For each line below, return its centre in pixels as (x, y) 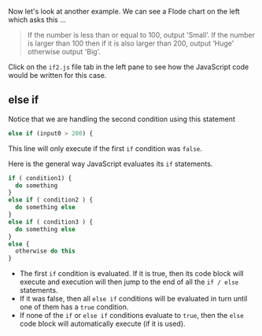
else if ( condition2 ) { (50, 200)
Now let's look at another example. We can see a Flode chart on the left (124, 11)
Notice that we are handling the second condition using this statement (122, 119)
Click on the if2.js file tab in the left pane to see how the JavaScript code (129, 67)
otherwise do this (46, 251)
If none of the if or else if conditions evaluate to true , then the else (131, 316)
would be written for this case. (57, 75)
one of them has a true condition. (74, 307)
